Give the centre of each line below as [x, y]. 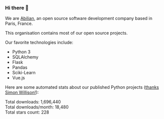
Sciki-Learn [24, 73]
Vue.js [19, 78]
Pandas [20, 67]
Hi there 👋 [17, 8]
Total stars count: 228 [27, 112]
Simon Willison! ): [22, 93]
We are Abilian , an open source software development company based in [79, 19]
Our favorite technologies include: [39, 42]
